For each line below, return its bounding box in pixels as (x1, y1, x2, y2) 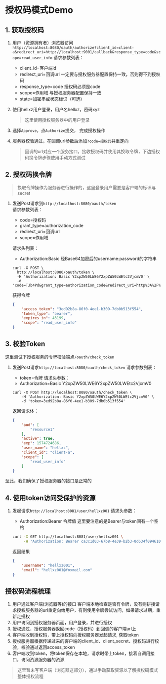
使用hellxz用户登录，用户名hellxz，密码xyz (12, 107, 100, 112)
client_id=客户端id (19, 65, 57, 71)
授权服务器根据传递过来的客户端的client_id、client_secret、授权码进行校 (12, 638, 159, 644)
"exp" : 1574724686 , (21, 441, 62, 446)
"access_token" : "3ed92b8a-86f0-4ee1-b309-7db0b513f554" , (21, 306, 143, 311)
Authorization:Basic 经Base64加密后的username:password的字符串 (19, 256, 157, 261)
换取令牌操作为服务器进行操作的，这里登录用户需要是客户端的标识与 (17, 184, 156, 190)
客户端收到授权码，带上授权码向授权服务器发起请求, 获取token (12, 632, 139, 638)
